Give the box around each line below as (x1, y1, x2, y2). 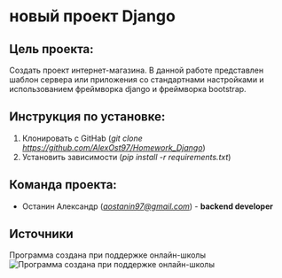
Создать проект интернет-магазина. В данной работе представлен (9, 65, 264, 75)
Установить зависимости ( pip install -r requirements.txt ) (21, 151, 231, 162)
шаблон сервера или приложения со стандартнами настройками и (9, 74, 264, 85)
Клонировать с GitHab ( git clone (21, 133, 144, 143)
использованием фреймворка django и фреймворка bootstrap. (9, 84, 247, 94)
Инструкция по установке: (9, 109, 166, 125)
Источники (9, 227, 74, 242)
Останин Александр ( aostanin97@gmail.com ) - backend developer (21, 201, 273, 212)
